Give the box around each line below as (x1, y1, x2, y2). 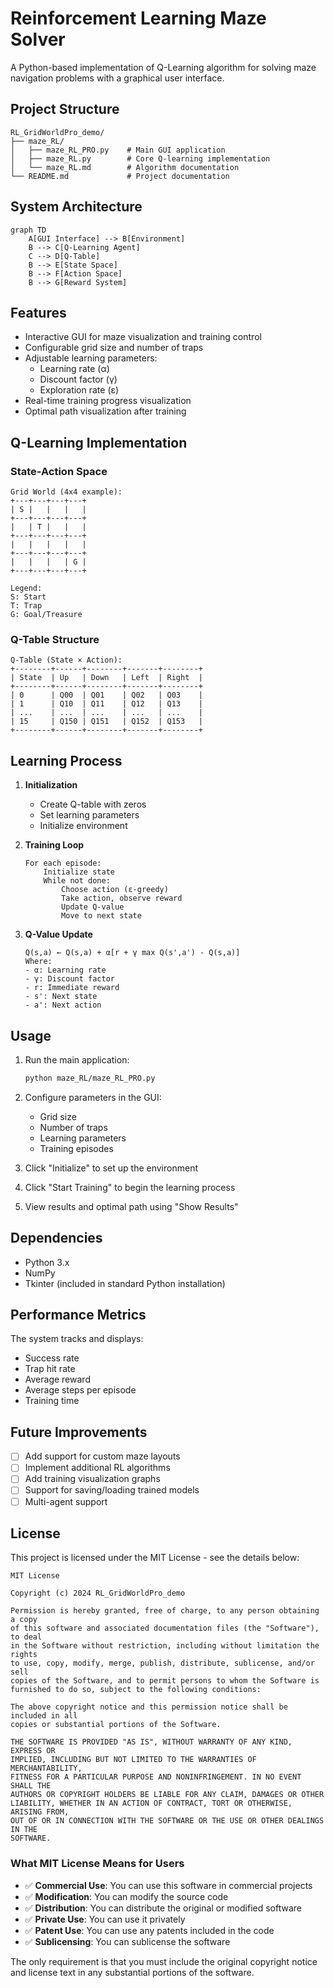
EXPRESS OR (10, 1746, 56, 1756)
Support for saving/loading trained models (24, 1484, 200, 1496)
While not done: (43, 876, 111, 886)
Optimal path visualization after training (24, 405, 187, 417)
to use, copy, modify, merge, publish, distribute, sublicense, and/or (10, 1658, 315, 1669)
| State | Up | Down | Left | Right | (10, 673, 203, 683)
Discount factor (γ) (39, 373, 118, 386)
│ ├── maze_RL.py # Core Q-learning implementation (10, 153, 271, 164)
